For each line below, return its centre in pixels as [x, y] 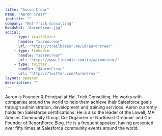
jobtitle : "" [18, 19]
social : [13, 32]
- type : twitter [31, 64]
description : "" [22, 82]
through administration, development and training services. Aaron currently [81, 107]
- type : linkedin [32, 51]
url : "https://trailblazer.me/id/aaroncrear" [65, 46]
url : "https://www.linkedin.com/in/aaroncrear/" [69, 60]
